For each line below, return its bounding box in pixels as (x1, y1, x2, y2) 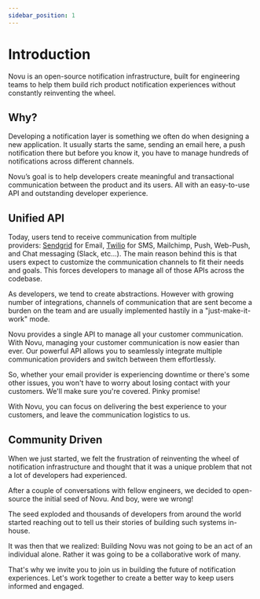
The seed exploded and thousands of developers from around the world (8, 509, 242, 519)
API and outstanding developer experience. (8, 189, 148, 198)
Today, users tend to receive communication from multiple (8, 233, 197, 242)
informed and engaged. (8, 582, 85, 590)
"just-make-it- (205, 306, 251, 315)
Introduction (8, 45, 91, 63)
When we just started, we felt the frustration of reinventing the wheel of (8, 454, 240, 463)
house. (8, 526, 31, 535)
